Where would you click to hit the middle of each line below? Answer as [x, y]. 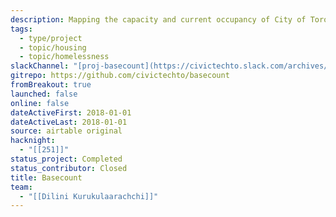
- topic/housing [53, 47]
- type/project [51, 38]
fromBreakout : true [51, 85]
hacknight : [33, 141]
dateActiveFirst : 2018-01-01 [71, 112]
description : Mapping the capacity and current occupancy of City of [158, 19]
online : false [40, 103]
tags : [21, 29]
